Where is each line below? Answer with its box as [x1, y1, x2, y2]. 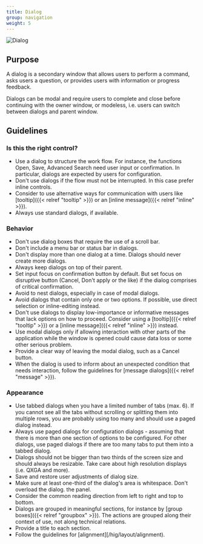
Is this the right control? [6, 144, 78, 152]
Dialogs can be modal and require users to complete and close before [6, 95, 181, 102]
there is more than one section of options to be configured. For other [15, 434, 187, 442]
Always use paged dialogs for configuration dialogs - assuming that [15, 428, 185, 435]
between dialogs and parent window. [6, 108, 99, 115]
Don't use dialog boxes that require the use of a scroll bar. [15, 238, 161, 246]
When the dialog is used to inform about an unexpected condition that [15, 360, 190, 368]
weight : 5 [6, 20, 32, 26]
